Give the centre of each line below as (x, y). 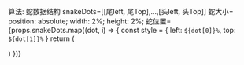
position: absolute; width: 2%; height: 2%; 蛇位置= (90, 21)
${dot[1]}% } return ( (41, 38)
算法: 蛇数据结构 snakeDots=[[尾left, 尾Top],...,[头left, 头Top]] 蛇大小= (121, 11)
